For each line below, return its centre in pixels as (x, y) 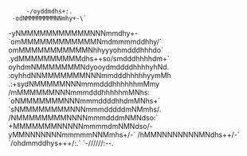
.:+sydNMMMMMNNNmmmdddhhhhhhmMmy (84, 84)
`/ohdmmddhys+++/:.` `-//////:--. (61, 143)
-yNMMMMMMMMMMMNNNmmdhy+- (73, 33)
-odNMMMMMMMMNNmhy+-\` (49, 18)
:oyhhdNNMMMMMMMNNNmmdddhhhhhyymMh (90, 75)
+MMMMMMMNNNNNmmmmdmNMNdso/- (81, 126)
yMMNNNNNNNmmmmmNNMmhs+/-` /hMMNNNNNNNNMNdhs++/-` (124, 135)
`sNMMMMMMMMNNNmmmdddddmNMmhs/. (85, 109)
